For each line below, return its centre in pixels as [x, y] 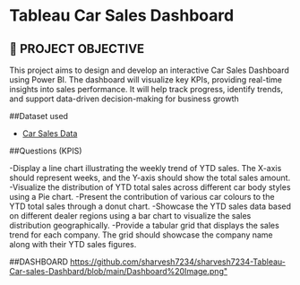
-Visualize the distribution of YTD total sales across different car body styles [150, 187]
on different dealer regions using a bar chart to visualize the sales [130, 216]
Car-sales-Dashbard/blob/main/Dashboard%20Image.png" [119, 271]
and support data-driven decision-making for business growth [124, 99]
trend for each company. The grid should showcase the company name [141, 235]
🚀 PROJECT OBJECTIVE [77, 49]
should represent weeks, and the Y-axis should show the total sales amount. [150, 177]
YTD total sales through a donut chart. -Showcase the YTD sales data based [150, 206]
